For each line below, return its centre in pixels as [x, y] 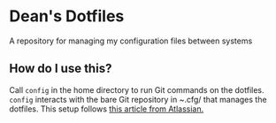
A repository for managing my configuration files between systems [131, 41]
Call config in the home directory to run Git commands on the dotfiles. [137, 89]
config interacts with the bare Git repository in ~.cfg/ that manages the [138, 99]
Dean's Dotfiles [67, 16]
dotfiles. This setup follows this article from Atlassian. [107, 109]
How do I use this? [61, 69]
